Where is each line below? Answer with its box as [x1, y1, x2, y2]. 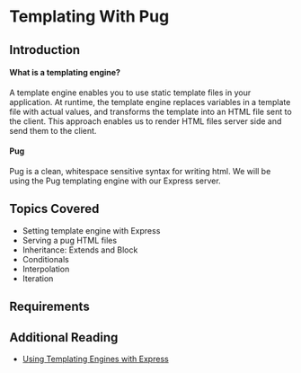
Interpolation [22, 263, 70, 274]
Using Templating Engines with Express [22, 353, 169, 364]
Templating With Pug [9, 6, 170, 27]
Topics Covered [9, 201, 100, 217]
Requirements [9, 299, 90, 315]
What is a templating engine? [9, 67, 121, 78]
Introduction [9, 42, 81, 58]
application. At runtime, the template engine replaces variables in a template [9, 96, 291, 107]
